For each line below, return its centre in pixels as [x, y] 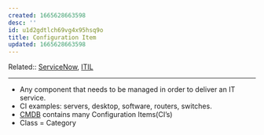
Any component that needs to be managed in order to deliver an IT [127, 89]
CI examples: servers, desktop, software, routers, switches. [115, 106]
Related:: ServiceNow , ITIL [51, 67]
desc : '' [22, 23]
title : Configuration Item [52, 37]
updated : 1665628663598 [47, 45]
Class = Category [48, 123]
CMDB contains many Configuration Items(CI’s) [96, 115]
